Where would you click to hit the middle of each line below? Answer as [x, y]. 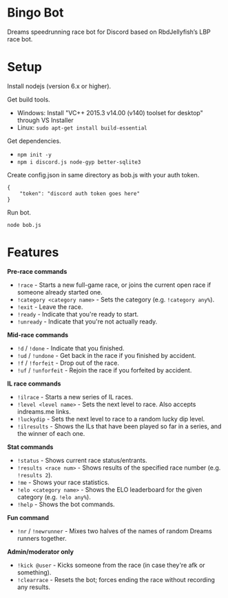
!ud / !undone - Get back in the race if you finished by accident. [106, 355]
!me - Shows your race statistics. [63, 482]
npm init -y [34, 155]
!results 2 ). [35, 475]
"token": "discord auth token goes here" [80, 193]
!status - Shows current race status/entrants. [82, 460]
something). [34, 572]
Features [33, 252]
